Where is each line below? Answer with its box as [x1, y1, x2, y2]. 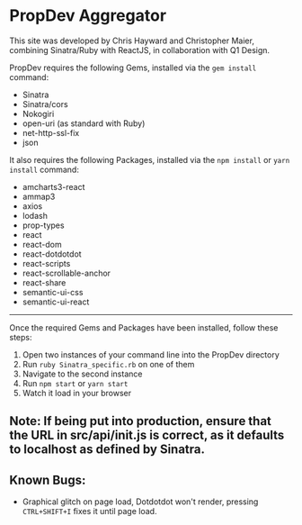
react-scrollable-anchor [22, 267, 111, 278]
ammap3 [22, 191, 56, 202]
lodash [22, 210, 48, 221]
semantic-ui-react [22, 296, 90, 307]
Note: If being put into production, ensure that [9, 413, 272, 429]
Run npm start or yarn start [22, 377, 129, 388]
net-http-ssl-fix [22, 127, 80, 138]
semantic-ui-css [22, 286, 84, 297]
